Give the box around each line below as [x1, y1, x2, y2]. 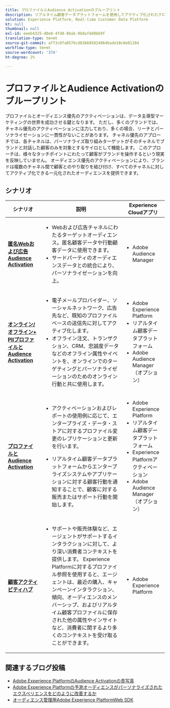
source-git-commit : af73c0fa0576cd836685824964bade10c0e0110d [5, 41, 139, 46]
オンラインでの [71, 358, 108, 365]
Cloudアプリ [128, 209, 158, 216]
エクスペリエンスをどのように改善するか [12, 690, 97, 696]
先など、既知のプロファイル [51, 312, 118, 319]
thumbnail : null [5, 26, 39, 31]
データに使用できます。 [56, 247, 112, 254]
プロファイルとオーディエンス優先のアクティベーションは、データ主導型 [5, 113, 155, 119]
